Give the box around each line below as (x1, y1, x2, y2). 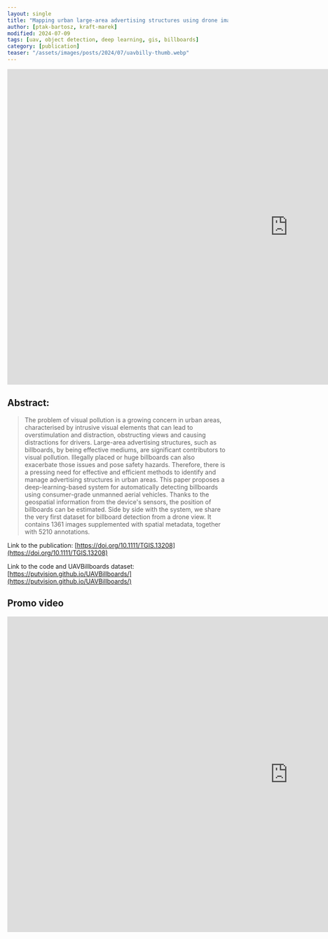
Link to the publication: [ (7, 541, 77, 549)
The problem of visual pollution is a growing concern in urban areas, (24, 415, 222, 424)
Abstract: (7, 397, 50, 409)
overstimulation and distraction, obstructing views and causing (24, 431, 206, 439)
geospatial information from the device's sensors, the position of (24, 497, 212, 506)
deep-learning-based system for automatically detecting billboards (24, 482, 219, 491)
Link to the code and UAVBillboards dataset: (7, 562, 135, 570)
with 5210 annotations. (24, 527, 90, 536)
